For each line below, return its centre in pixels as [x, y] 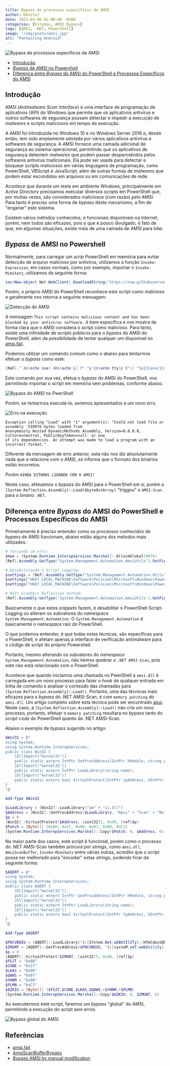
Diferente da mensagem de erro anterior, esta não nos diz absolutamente [81, 454]
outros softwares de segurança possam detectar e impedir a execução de [82, 118]
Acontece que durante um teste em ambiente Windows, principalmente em [83, 186]
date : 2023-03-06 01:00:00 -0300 [40, 19]
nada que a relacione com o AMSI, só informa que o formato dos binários [81, 459]
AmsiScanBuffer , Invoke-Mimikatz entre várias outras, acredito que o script [82, 852]
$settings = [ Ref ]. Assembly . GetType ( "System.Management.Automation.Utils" [86, 575]
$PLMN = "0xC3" [21, 985]
